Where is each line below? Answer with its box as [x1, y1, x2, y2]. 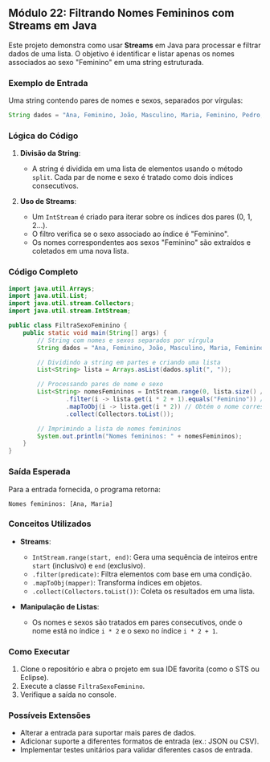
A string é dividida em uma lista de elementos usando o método [31, 164, 243, 173]
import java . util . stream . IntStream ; [8, 307, 131, 316]
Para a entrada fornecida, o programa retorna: [8, 484, 161, 494]
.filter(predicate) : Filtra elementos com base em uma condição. [31, 569, 252, 579]
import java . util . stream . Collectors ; [8, 300, 135, 308]
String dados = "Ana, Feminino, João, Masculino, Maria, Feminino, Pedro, [8, 112, 264, 120]
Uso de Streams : [19, 197, 77, 206]
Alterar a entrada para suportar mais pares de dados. [19, 728, 197, 738]
